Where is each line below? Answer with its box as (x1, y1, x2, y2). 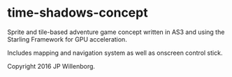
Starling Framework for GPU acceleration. (7, 35, 127, 43)
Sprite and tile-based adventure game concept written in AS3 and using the (7, 28, 225, 36)
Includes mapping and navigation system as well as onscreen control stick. (7, 49, 223, 57)
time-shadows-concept (7, 5, 148, 21)
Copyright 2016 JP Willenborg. (7, 62, 96, 70)
